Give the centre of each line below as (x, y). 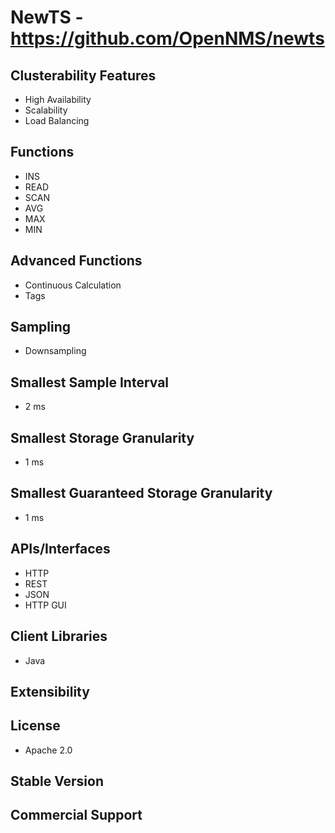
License (35, 726)
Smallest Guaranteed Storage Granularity (141, 493)
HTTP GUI (45, 605)
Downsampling (55, 351)
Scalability (46, 110)
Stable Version (57, 781)
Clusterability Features (83, 75)
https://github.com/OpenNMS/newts (167, 38)
